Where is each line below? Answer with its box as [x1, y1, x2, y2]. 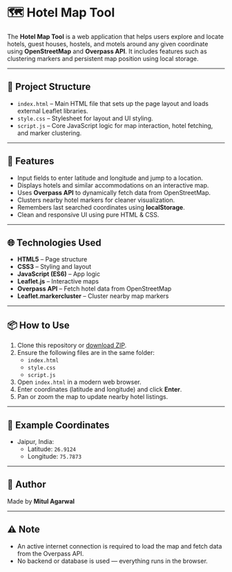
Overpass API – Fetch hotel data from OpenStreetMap [17, 284, 172, 293]
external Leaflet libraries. [17, 107, 88, 115]
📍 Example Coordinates [7, 419, 110, 431]
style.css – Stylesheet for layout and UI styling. [17, 114, 153, 122]
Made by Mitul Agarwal [7, 497, 75, 505]
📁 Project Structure [7, 81, 91, 93]
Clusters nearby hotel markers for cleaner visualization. [17, 196, 175, 204]
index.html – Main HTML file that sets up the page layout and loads [17, 99, 209, 107]
